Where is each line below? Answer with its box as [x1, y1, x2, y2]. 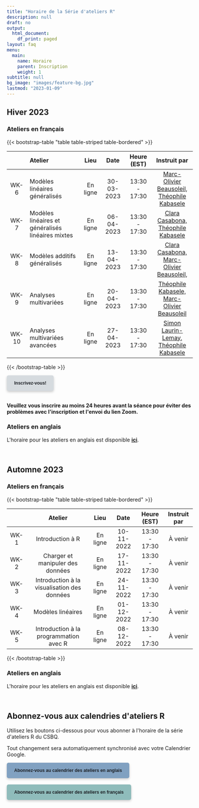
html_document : [12, 31, 50, 37]
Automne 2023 [6, 464, 64, 475]
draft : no [6, 19, 31, 25]
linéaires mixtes [30, 231, 73, 239]
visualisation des [35, 583, 81, 591]
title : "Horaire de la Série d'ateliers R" [6, 8, 116, 15]
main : [12, 53, 26, 58]
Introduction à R [35, 535, 80, 543]
